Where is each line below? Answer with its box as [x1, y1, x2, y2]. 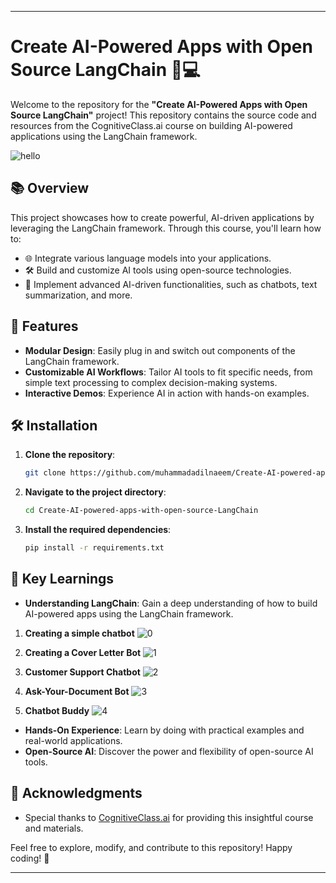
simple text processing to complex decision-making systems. [24, 376, 278, 388]
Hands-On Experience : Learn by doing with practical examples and [24, 724, 305, 736]
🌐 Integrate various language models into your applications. [24, 252, 272, 264]
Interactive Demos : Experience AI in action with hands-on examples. [24, 387, 310, 399]
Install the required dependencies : [24, 524, 172, 536]
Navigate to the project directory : [24, 486, 167, 498]
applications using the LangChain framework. [10, 130, 198, 142]
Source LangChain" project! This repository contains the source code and [10, 109, 317, 121]
